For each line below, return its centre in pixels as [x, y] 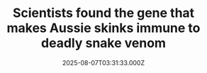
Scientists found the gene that [103, 13]
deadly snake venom [103, 43]
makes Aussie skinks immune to [103, 28]
